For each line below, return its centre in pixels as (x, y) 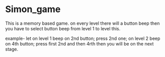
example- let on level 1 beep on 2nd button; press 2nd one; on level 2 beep (83, 38)
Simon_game (33, 9)
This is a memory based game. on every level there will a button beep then (82, 23)
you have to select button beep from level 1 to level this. (63, 28)
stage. (12, 49)
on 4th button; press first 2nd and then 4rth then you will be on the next (79, 43)
